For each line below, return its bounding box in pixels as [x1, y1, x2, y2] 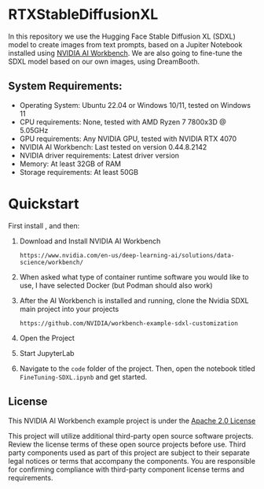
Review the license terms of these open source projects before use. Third [8, 439, 246, 449]
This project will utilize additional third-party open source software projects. [8, 431, 254, 440]
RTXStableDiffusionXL [8, 6, 159, 24]
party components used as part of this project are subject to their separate [8, 447, 250, 458]
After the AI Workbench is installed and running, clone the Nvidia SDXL [19, 295, 249, 305]
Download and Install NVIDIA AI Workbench [19, 236, 161, 246]
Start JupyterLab [19, 348, 75, 357]
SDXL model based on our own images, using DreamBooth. [8, 57, 200, 66]
